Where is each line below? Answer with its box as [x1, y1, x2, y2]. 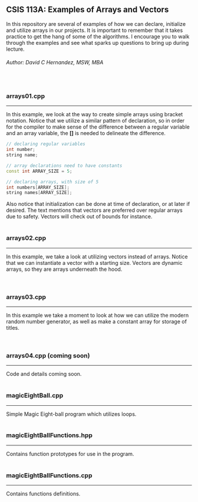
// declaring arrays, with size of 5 [6, 179, 99, 185]
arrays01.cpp [6, 91, 45, 100]
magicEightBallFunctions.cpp [6, 471, 93, 480]
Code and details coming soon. [6, 370, 82, 378]
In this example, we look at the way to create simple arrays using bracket [6, 111, 183, 118]
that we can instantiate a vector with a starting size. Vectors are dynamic [6, 259, 183, 266]
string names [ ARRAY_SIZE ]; [6, 190, 72, 196]
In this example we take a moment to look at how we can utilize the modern [6, 311, 189, 319]
